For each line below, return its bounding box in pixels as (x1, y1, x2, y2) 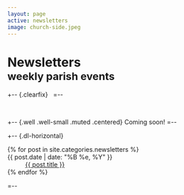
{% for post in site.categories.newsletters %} (7, 145, 139, 154)
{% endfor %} (7, 168, 48, 177)
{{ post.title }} (25, 160, 65, 169)
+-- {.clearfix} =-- (7, 90, 64, 99)
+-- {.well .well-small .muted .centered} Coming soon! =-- (7, 118, 178, 126)
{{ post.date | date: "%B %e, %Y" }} (7, 153, 113, 162)
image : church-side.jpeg (7, 23, 81, 30)
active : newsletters (7, 17, 69, 24)
